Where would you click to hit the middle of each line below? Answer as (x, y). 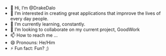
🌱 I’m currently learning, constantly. (48, 24)
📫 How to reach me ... (34, 35)
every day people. (29, 19)
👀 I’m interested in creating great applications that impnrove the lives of (85, 13)
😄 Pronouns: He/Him (33, 43)
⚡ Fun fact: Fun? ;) (29, 48)
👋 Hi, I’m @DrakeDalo (33, 8)
